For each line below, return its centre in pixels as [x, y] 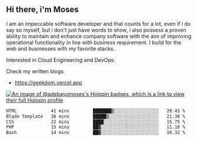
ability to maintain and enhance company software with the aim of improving [99, 36]
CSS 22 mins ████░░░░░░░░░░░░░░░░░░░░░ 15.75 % [96, 122]
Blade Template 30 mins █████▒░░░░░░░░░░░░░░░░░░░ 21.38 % [96, 116]
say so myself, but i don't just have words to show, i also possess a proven [96, 30]
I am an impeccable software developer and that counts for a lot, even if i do [98, 23]
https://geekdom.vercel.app [48, 82]
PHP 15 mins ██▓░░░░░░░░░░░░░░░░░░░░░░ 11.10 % [96, 127]
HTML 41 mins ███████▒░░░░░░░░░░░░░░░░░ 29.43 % [96, 111]
